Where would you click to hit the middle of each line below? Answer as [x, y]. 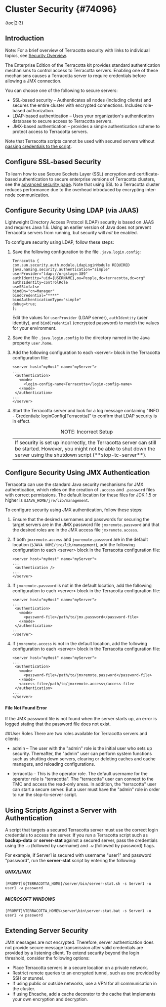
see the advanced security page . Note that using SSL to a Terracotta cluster [83, 184]
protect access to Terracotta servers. [50, 131]
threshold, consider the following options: [47, 958]
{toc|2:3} [14, 23]
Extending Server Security [47, 930]
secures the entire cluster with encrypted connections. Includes [77, 105]
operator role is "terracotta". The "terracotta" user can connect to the [83, 779]
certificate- [148, 174]
